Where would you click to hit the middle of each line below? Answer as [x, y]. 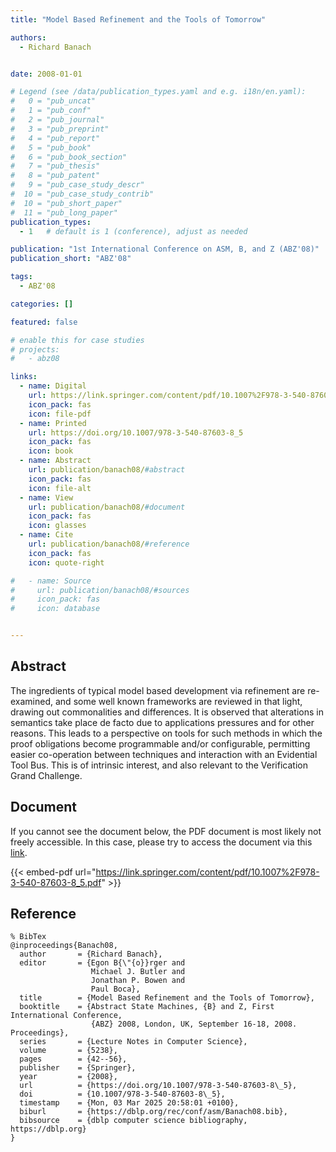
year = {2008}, [68, 1077]
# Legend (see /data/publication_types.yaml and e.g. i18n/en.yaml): [158, 92]
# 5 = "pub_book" [51, 147]
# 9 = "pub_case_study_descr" [77, 185]
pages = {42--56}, [73, 1059]
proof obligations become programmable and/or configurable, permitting [160, 743]
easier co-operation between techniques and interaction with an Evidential [164, 754]
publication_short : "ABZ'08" [71, 259]
